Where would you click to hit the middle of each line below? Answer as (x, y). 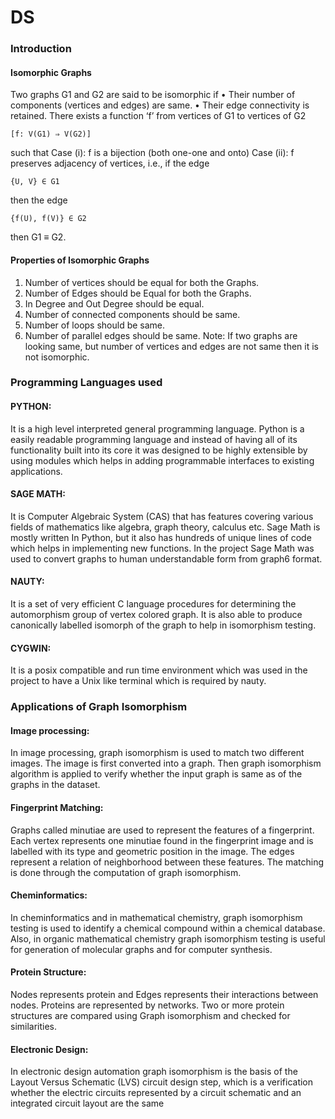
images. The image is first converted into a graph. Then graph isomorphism (166, 763)
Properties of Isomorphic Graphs (80, 260)
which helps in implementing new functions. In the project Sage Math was (162, 548)
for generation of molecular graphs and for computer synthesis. (141, 949)
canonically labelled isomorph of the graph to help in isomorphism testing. (163, 625)
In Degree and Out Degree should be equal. (114, 303)
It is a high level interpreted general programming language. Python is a (157, 428)
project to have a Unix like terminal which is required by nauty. (138, 681)
